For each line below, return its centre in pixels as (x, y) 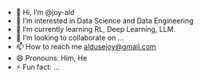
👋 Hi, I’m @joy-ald (45, 12)
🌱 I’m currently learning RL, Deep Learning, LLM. (96, 29)
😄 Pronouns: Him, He (51, 58)
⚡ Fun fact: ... (37, 67)
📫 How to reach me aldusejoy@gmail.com (86, 47)
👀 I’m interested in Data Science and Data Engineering (104, 21)
